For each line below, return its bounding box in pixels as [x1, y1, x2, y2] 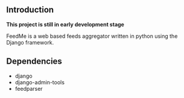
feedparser [14, 85, 43, 92]
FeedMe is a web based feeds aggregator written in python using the [6, 32, 178, 40]
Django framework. [6, 38, 54, 46]
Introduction [6, 5, 54, 15]
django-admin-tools [14, 78, 65, 86]
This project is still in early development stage [6, 20, 125, 28]
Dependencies [6, 57, 62, 67]
